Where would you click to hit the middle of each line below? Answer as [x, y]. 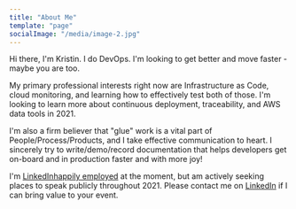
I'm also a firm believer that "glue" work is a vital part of [111, 131]
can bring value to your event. [64, 195]
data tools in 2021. [43, 114]
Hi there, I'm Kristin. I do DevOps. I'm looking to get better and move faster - [148, 59]
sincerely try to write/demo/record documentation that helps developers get [148, 150]
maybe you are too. [44, 68]
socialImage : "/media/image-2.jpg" [75, 34]
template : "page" [41, 26]
